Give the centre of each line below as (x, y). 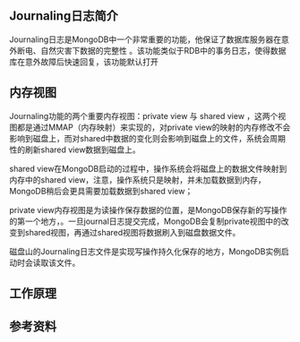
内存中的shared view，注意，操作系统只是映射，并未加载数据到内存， (137, 180)
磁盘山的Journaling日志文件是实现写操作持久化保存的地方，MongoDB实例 (146, 251)
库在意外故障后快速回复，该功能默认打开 (84, 62)
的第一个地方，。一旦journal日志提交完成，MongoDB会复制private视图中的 (146, 221)
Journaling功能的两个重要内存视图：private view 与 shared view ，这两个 (144, 115)
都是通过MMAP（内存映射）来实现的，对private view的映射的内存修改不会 (154, 127)
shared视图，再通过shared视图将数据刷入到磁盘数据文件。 (133, 232)
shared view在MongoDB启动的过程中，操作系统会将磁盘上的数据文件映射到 (148, 168)
